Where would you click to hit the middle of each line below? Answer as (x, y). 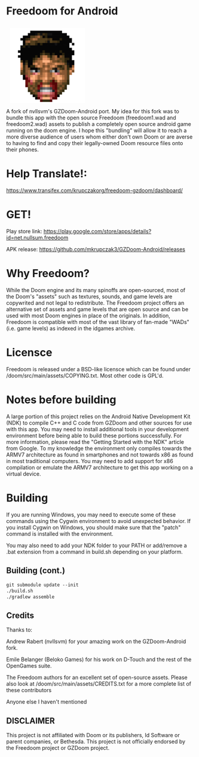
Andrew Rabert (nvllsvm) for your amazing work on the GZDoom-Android (96, 642)
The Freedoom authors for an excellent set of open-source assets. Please (97, 678)
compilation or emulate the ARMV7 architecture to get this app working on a (99, 467)
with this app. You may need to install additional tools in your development (98, 429)
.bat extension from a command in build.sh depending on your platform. (95, 552)
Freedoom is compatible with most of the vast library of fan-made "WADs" (98, 322)
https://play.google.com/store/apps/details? (97, 231)
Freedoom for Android (62, 11)
